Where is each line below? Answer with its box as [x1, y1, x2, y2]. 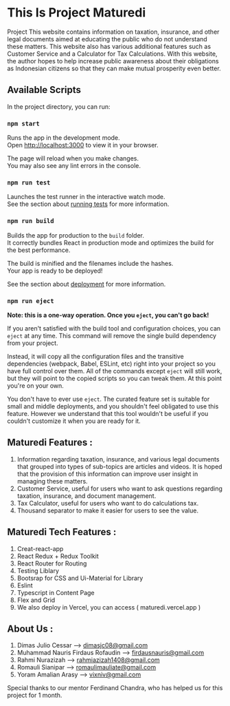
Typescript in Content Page [16, 588, 95, 596]
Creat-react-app [16, 544, 64, 552]
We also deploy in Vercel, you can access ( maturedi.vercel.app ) [16, 603, 201, 611]
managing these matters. [16, 477, 88, 485]
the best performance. [7, 246, 71, 254]
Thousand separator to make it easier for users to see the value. [16, 506, 199, 515]
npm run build [7, 217, 54, 225]
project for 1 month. [7, 691, 62, 700]
